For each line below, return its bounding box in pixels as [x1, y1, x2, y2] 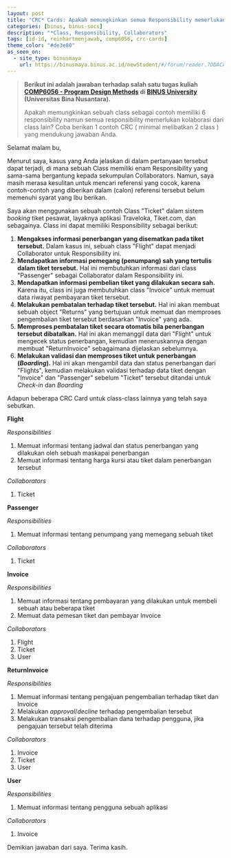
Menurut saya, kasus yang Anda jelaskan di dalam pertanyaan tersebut [7, 156, 208, 165]
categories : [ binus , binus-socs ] [7, 23, 103, 30]
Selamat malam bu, [7, 143, 62, 151]
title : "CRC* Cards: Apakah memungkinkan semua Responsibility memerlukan [7, 17, 226, 23]
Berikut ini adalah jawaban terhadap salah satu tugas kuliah [23, 80, 198, 88]
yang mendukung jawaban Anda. [23, 130, 118, 138]
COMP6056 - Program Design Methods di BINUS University [23, 87, 197, 96]
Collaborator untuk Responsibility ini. [16, 249, 122, 257]
